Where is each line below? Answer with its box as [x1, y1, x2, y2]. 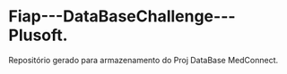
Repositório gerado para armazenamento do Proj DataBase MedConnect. [8, 54, 279, 65]
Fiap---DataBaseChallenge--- [8, 6, 236, 27]
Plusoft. [8, 25, 68, 45]
